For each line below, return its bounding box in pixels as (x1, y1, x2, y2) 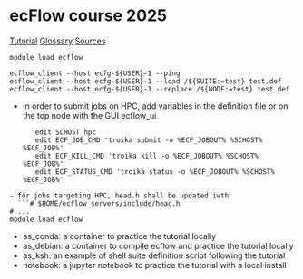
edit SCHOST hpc (34, 128, 97, 137)
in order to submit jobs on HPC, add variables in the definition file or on (22, 101, 288, 111)
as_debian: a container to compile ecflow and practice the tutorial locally (22, 240, 294, 251)
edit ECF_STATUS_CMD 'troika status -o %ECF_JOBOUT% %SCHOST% (34, 167, 275, 177)
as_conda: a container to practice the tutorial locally (22, 230, 217, 241)
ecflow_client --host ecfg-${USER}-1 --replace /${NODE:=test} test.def (9, 84, 290, 93)
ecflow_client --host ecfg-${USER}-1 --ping (9, 69, 181, 78)
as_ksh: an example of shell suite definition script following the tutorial (22, 250, 286, 261)
